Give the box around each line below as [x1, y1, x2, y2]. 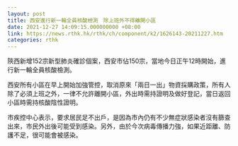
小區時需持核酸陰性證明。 [7, 98, 82, 107]
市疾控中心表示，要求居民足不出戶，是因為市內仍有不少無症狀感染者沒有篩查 [7, 114, 231, 122]
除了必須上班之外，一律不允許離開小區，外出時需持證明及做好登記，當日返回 [7, 90, 231, 98]
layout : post [7, 10, 46, 18]
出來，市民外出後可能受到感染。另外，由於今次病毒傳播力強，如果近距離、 [7, 122, 225, 130]
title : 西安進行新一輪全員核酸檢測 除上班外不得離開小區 [7, 17, 157, 24]
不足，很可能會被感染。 [13, 131, 82, 140]
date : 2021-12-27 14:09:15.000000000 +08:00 [7, 23, 141, 30]
